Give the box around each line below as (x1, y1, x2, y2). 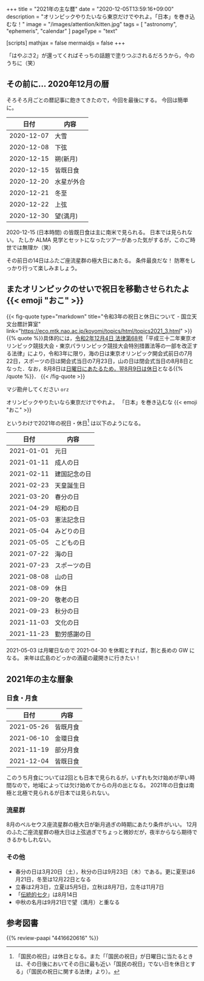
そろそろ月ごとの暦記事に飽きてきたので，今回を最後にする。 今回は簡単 (6, 96, 188, 104)
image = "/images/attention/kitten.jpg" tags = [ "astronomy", (26, 21, 177, 27)
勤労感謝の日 (54, 630, 92, 638)
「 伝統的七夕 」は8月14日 (15, 891, 78, 898)
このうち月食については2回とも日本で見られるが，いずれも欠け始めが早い (6, 774, 190, 781)
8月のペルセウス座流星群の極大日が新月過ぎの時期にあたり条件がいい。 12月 (6, 821, 197, 828)
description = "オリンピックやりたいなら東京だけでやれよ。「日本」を (6, 13, 179, 20)
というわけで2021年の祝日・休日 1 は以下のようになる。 (6, 418, 144, 427)
